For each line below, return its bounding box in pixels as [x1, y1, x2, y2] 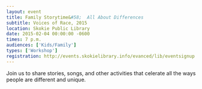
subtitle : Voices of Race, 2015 [6, 20, 87, 26]
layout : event [6, 8, 42, 15]
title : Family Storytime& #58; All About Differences [6, 14, 144, 20]
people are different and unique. [6, 76, 86, 83]
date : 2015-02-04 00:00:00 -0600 [6, 31, 90, 37]
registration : [6, 53, 42, 59]
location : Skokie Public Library [6, 25, 90, 32]
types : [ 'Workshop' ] [6, 48, 58, 54]
